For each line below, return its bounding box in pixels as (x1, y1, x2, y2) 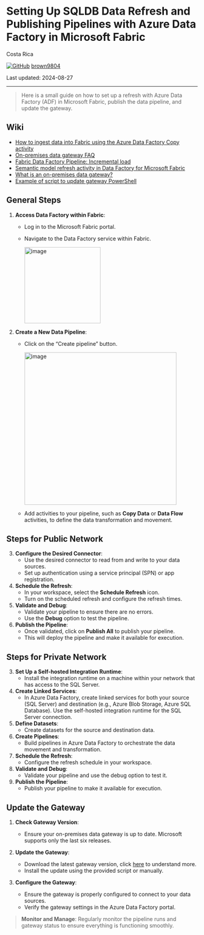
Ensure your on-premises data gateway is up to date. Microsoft (24, 831, 182, 837)
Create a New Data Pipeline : (15, 328, 87, 335)
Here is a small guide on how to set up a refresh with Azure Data (21, 91, 183, 99)
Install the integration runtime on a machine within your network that (24, 675, 195, 682)
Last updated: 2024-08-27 (6, 74, 73, 81)
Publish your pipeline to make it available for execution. (24, 785, 163, 792)
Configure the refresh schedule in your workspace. (24, 759, 152, 766)
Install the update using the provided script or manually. (24, 867, 164, 874)
